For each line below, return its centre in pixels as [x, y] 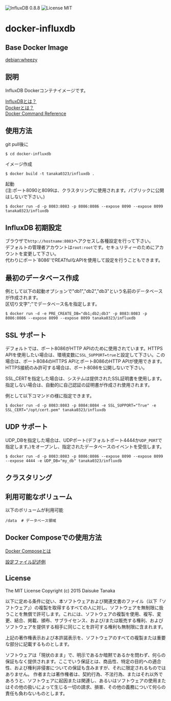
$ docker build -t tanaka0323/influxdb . [50, 174]
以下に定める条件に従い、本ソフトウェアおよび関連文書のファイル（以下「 [83, 601]
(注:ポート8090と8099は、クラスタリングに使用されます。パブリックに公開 [85, 190]
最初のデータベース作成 [42, 278]
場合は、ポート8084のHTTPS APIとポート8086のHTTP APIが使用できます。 [85, 362]
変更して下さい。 [41, 254]
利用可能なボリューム [39, 497]
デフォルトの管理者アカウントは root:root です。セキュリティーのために [80, 247]
